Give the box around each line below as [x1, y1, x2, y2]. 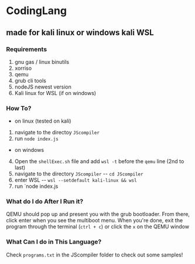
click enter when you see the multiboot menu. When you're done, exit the [6, 217, 183, 224]
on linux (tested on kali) [14, 117, 71, 124]
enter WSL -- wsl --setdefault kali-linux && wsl [14, 177, 137, 184]
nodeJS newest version [14, 83, 72, 90]
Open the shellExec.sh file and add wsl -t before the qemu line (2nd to [14, 158, 184, 165]
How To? [6, 104, 32, 112]
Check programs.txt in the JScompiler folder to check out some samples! [6, 251, 183, 258]
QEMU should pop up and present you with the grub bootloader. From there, [6, 211, 190, 218]
